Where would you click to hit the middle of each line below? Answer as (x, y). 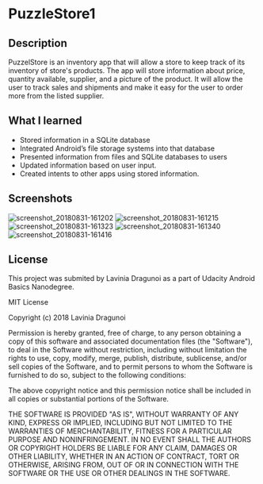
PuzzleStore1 (52, 14)
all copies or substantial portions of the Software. (88, 399)
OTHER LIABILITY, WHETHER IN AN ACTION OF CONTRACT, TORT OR (124, 456)
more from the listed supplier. (56, 96)
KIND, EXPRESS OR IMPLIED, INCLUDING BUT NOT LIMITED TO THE (120, 423)
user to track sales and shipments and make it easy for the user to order (126, 87)
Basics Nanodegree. (41, 287)
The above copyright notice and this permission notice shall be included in (130, 390)
